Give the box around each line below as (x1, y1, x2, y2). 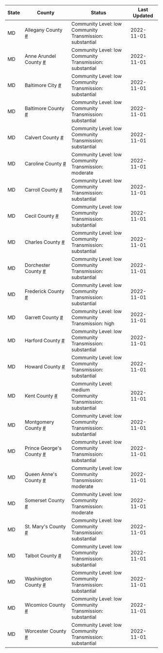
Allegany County (24, 27, 63, 33)
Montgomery (24, 419, 54, 425)
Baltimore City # (24, 82, 62, 88)
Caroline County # (24, 160, 66, 167)
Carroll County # (24, 187, 63, 193)
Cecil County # (24, 212, 59, 219)
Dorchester (24, 262, 50, 268)
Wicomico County (24, 601, 65, 608)
